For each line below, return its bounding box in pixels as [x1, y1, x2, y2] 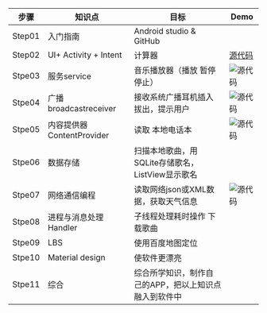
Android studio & [133, 25, 196, 37]
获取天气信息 [149, 196, 198, 207]
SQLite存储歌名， [133, 157, 199, 168]
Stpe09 [12, 238, 41, 248]
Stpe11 [12, 279, 41, 289]
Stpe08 [12, 216, 41, 227]
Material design [47, 252, 106, 263]
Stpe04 [12, 97, 41, 108]
